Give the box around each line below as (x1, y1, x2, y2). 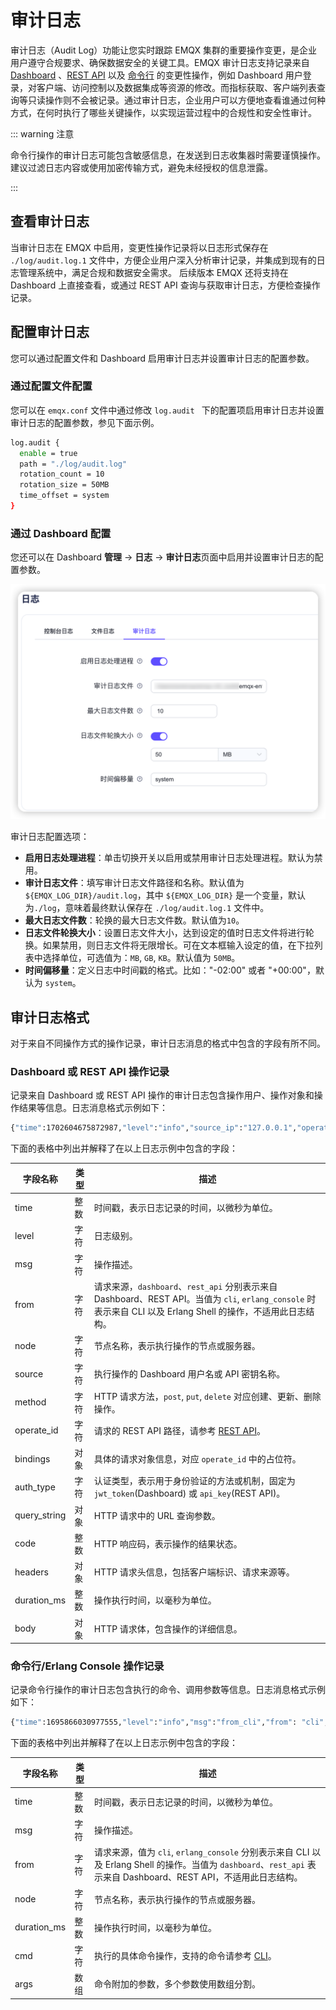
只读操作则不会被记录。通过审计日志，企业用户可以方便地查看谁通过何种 (27, 94, 326, 106)
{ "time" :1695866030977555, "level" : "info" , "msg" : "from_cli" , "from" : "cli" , (10, 1717, 329, 1728)
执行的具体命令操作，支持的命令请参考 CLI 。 (94, 1950, 277, 1962)
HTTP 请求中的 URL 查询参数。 (93, 1509, 221, 1521)
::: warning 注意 (10, 127, 75, 140)
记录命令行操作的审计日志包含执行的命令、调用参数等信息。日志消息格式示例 (10, 1684, 326, 1696)
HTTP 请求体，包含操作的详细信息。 (93, 1622, 243, 1635)
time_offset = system (19, 491, 110, 501)
